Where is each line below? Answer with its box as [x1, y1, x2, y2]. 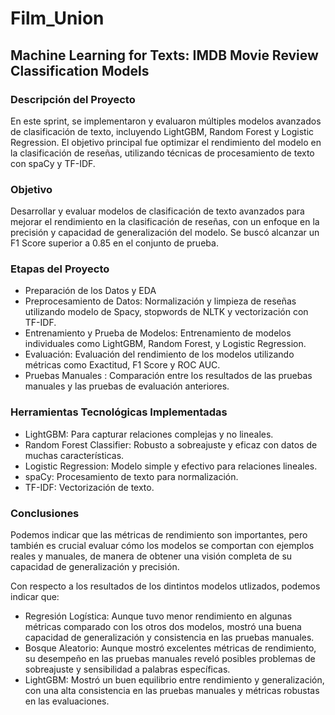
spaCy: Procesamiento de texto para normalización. [24, 470, 239, 482]
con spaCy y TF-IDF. [10, 157, 96, 169]
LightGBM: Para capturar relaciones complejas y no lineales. [24, 428, 274, 440]
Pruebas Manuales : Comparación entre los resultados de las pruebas [24, 370, 313, 382]
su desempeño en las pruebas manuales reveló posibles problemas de [24, 653, 316, 665]
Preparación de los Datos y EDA [24, 285, 157, 297]
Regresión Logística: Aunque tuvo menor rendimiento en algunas [24, 610, 293, 622]
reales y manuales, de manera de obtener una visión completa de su [10, 550, 293, 562]
